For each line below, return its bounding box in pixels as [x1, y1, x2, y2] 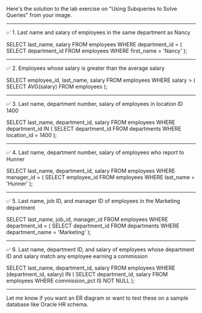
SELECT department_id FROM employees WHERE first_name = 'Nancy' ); [6, 48, 188, 54]
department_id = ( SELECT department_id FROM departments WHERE [6, 222, 180, 229]
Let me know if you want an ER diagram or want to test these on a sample [6, 294, 188, 302]
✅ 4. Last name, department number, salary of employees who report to [6, 149, 185, 156]
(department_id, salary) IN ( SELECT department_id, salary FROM [6, 271, 168, 277]
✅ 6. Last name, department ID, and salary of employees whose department [6, 246, 194, 253]
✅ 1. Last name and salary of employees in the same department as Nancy [6, 29, 191, 36]
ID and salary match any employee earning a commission [6, 253, 148, 259]
